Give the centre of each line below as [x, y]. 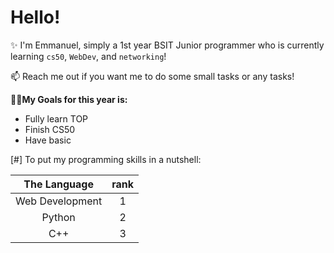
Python [58, 217]
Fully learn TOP [56, 118]
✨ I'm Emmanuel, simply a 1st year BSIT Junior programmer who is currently [167, 45]
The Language [58, 184]
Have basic [48, 140]
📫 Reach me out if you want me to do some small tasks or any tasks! [152, 76]
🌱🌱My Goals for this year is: [69, 99]
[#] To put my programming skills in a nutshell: [106, 159]
